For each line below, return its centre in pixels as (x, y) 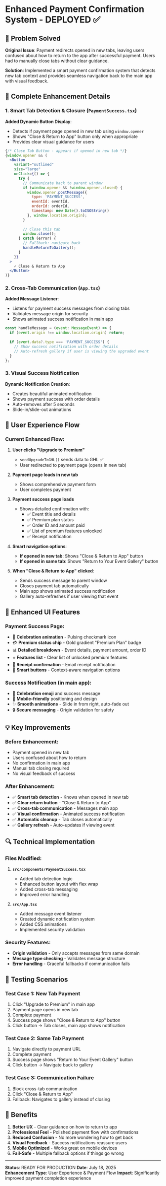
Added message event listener (51, 914)
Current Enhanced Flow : (35, 439)
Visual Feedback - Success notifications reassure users (70, 1142)
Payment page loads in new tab (45, 475)
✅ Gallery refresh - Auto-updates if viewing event (63, 825)
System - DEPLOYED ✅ (53, 20)
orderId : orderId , (50, 206)
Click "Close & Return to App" (42, 1094)
